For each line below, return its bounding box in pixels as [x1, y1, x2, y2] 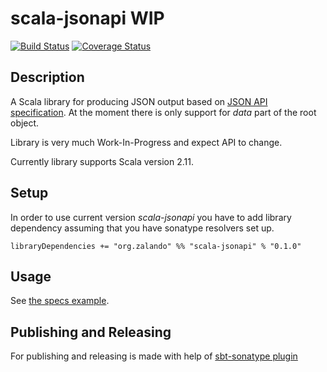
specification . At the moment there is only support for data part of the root [10, 106, 317, 118]
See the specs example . [10, 295, 110, 307]
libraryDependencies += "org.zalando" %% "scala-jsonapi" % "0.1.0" [10, 241, 302, 251]
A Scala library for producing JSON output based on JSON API [10, 95, 268, 107]
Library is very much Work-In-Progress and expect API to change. [10, 136, 283, 148]
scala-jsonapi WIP [10, 7, 165, 30]
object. [10, 117, 40, 129]
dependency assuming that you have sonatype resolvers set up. [10, 222, 275, 234]
